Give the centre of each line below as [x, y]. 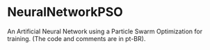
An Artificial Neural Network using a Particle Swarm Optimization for [105, 31]
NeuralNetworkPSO [65, 12]
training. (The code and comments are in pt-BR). [76, 38]
